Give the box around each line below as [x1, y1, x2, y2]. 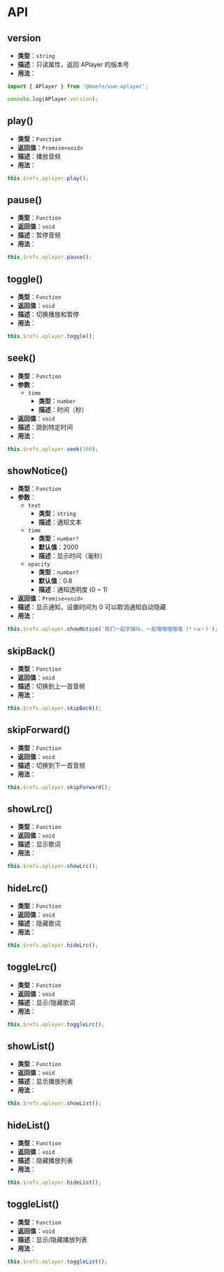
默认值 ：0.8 [38, 577, 73, 585]
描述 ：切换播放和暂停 [17, 309, 79, 319]
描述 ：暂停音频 [17, 231, 61, 239]
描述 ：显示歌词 [17, 840, 61, 848]
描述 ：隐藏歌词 [17, 919, 61, 928]
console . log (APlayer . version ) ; [7, 95, 99, 102]
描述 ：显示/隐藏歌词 [17, 998, 76, 1007]
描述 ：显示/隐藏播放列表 [17, 1235, 87, 1243]
